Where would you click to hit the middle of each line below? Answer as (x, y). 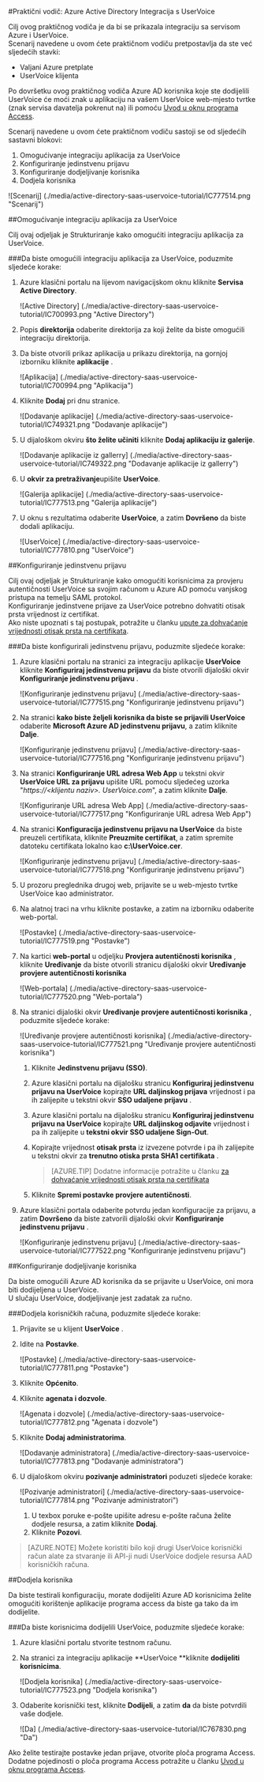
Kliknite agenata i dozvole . (63, 1398)
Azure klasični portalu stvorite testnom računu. (95, 1642)
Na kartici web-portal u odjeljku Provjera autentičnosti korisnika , (128, 956)
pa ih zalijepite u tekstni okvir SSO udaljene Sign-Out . (120, 1132)
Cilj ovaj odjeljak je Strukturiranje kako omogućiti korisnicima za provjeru (126, 581)
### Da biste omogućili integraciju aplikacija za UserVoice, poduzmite (121, 259)
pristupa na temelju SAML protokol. (65, 597)
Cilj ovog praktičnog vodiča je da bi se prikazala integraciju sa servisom (124, 26)
